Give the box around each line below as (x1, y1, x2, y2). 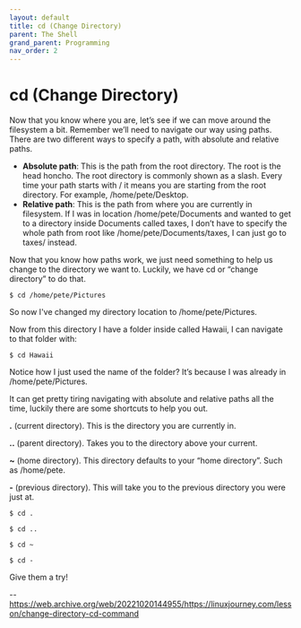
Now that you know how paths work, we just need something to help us (9, 255, 273, 266)
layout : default (9, 13, 70, 22)
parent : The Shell (9, 30, 78, 39)
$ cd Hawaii (9, 351, 54, 360)
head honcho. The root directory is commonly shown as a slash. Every (21, 170, 283, 181)
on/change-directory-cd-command (9, 608, 140, 619)
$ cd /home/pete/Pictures (9, 291, 106, 301)
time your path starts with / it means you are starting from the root (21, 180, 267, 191)
